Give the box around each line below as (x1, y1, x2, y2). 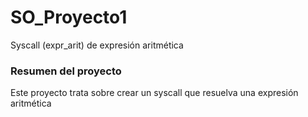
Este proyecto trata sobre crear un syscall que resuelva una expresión (10, 87, 299, 99)
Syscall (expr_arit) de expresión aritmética (10, 39, 184, 51)
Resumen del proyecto (10, 64, 122, 78)
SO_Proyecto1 (10, 6, 128, 29)
